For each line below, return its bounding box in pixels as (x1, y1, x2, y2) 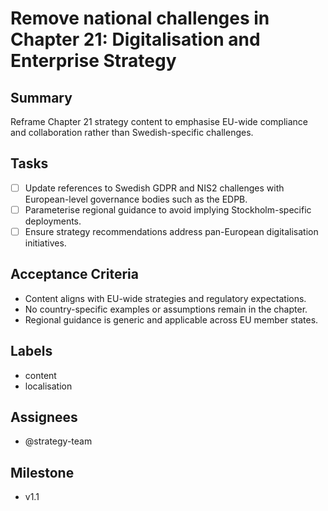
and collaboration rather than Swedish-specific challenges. (10, 127, 254, 138)
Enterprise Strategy (10, 50, 177, 72)
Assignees (10, 409, 78, 426)
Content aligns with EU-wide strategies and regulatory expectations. (24, 292, 307, 304)
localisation (24, 380, 73, 392)
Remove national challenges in (10, 7, 270, 30)
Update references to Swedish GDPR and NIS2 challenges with (24, 182, 285, 194)
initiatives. (24, 237, 67, 249)
